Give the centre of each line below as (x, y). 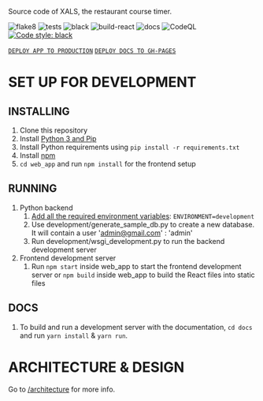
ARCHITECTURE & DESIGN (96, 367)
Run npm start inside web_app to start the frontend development (136, 266)
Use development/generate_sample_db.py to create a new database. (143, 224)
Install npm (37, 156)
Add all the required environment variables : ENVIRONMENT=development (143, 215)
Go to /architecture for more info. (62, 389)
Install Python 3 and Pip (58, 139)
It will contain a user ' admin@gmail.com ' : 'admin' (112, 233)
